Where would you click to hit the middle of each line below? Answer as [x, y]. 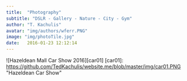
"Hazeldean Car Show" [34, 73]
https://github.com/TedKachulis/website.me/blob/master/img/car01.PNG [93, 66]
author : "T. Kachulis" [34, 24]
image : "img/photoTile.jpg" [40, 37]
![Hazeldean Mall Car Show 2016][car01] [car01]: [65, 60]
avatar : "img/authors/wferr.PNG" [47, 31]
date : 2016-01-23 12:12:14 [42, 43]
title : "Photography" [34, 12]
